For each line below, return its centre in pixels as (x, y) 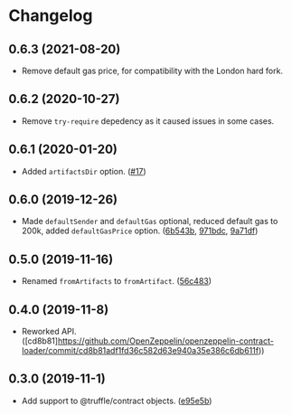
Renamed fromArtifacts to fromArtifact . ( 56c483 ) (117, 281)
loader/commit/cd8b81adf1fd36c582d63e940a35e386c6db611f (140, 351)
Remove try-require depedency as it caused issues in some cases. (148, 121)
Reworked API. (49, 332)
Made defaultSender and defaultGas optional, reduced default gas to (150, 222)
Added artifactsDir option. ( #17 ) (84, 171)
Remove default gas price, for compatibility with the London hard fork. (152, 71)
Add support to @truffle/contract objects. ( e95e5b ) (117, 401)
